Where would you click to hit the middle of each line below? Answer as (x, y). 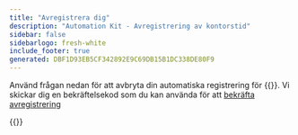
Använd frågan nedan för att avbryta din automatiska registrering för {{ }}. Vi (149, 85)
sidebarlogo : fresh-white (57, 43)
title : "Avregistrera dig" (60, 18)
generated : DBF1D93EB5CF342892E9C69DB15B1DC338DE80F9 (112, 59)
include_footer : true (50, 51)
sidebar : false (38, 34)
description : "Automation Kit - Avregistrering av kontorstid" (130, 26)
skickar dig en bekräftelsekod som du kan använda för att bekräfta (132, 94)
